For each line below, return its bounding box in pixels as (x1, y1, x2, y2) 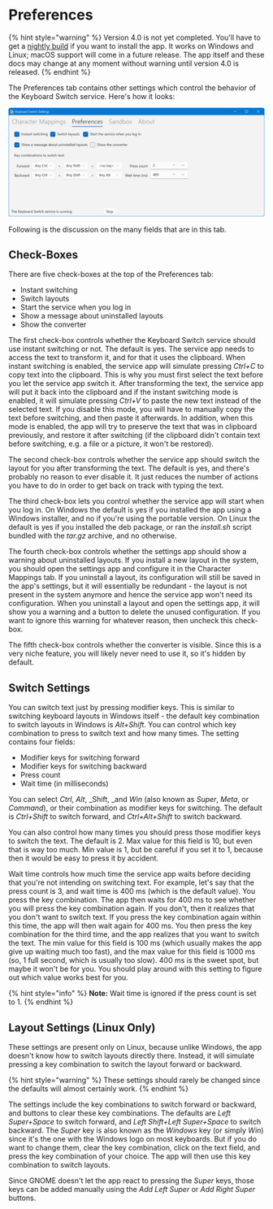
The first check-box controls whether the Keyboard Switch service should (8, 336, 256, 345)
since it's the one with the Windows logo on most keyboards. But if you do (8, 1133, 258, 1143)
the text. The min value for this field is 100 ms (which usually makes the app (8, 938, 262, 948)
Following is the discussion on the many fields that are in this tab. (8, 224, 227, 234)
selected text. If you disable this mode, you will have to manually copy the (8, 405, 256, 414)
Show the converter (19, 319, 87, 330)
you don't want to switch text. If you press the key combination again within (8, 912, 262, 922)
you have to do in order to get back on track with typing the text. (8, 481, 224, 491)
